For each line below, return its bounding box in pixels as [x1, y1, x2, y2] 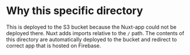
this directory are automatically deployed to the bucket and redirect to [6, 36, 177, 43]
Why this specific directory [6, 4, 144, 18]
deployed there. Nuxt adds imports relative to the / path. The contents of [6, 29, 185, 36]
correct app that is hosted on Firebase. [6, 42, 102, 49]
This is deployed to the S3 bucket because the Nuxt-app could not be [6, 23, 177, 30]
